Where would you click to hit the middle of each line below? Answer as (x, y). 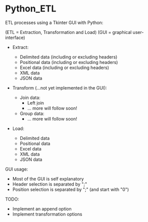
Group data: (32, 113)
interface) (15, 37)
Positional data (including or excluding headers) (69, 62)
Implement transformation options (47, 214)
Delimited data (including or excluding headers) (69, 57)
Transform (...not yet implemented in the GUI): (60, 87)
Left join (36, 102)
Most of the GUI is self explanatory (48, 178)
